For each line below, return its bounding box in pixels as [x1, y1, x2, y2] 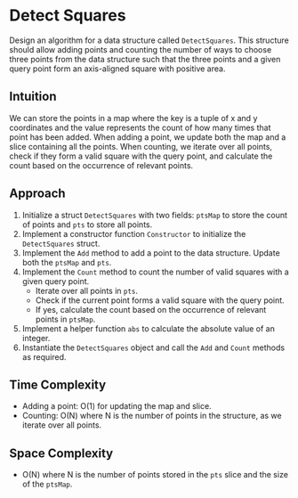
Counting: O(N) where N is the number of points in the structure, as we [21, 411, 282, 421]
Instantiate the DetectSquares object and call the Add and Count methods [21, 342, 286, 353]
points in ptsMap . [35, 314, 96, 324]
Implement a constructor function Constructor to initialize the [21, 228, 246, 239]
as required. [21, 351, 67, 362]
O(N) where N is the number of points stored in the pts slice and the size [21, 469, 289, 480]
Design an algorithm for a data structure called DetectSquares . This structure [9, 35, 289, 45]
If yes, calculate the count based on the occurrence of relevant [35, 304, 267, 314]
